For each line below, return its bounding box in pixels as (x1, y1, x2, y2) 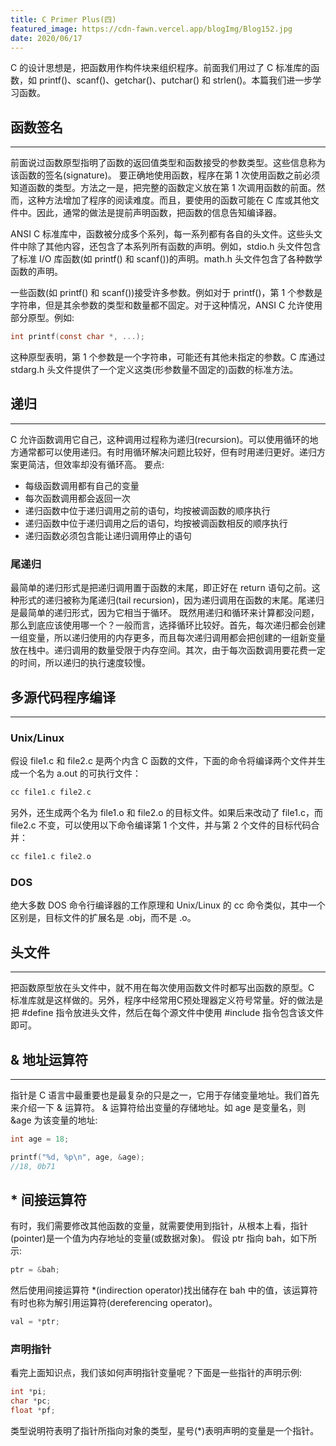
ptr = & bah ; (10, 1265, 60, 1275)
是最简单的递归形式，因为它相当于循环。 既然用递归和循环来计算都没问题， (10, 607, 320, 619)
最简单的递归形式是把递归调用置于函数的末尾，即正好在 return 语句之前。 (10, 582, 312, 594)
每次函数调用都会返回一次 (24, 492, 131, 504)
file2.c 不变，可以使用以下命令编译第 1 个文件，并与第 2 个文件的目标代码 (10, 819, 312, 831)
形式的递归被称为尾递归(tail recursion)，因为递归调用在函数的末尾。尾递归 (18, 594, 325, 606)
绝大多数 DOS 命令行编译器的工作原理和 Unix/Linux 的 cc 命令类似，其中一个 (10, 899, 326, 911)
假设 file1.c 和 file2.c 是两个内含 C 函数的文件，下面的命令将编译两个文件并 (10, 755, 317, 767)
